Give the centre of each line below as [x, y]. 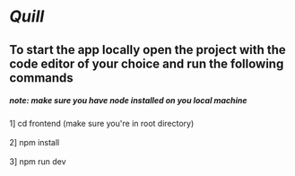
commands [41, 78]
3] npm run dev [38, 161]
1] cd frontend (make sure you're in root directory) [102, 123]
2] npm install [35, 142]
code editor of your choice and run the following [147, 63]
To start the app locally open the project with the [148, 50]
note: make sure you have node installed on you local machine [129, 101]
